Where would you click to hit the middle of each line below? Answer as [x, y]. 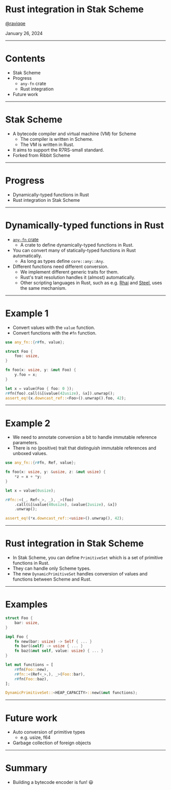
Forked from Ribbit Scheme [41, 155]
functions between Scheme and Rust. [52, 579]
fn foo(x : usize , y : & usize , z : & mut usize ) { [55, 472]
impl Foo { [17, 636]
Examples [26, 605]
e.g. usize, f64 [35, 738]
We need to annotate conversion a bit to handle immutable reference [84, 437]
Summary [26, 768]
